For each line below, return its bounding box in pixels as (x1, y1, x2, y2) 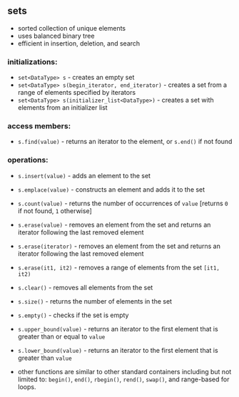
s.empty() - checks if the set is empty (17, 311, 129, 319)
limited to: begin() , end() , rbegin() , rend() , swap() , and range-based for (17, 375, 230, 383)
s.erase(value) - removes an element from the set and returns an (17, 220, 211, 229)
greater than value (17, 354, 73, 362)
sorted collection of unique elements (17, 24, 126, 32)
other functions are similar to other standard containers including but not (17, 367, 232, 376)
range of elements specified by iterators (17, 88, 136, 97)
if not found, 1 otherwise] (17, 206, 93, 215)
